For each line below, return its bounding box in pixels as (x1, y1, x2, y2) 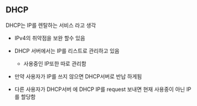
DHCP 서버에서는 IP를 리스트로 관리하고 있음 (14, 47, 120, 54)
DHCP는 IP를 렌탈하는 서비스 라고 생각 (5, 21, 96, 29)
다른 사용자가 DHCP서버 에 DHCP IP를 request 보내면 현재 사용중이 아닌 (14, 86, 185, 93)
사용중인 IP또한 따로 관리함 (23, 60, 87, 67)
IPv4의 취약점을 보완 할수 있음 (14, 34, 86, 42)
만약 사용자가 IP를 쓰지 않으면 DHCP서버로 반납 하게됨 (14, 72, 142, 80)
